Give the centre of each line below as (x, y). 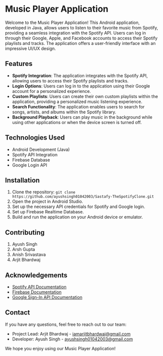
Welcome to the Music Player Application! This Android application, (72, 22)
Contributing (25, 232)
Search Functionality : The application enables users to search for (78, 106)
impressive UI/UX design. (30, 48)
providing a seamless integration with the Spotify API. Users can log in (75, 33)
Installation (22, 180)
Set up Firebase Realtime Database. (48, 212)
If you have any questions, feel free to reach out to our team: (66, 324)
